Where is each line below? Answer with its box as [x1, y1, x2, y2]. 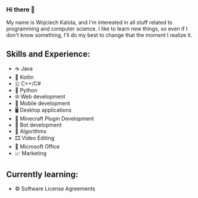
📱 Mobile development [14, 100, 70, 107]
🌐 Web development [14, 93, 65, 100]
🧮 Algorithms [14, 128, 47, 135]
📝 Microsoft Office [14, 143, 60, 150]
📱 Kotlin [14, 74, 34, 81]
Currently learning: [6, 169, 78, 180]
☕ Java [14, 65, 33, 72]
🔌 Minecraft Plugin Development [14, 115, 94, 122]
